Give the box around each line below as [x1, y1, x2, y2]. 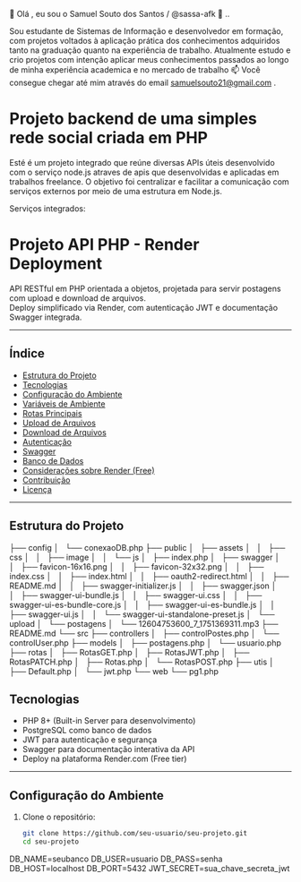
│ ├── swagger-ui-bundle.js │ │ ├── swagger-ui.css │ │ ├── [9, 589, 262, 600]
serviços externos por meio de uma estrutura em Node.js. [9, 185, 222, 196]
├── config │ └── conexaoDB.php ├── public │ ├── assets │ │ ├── [9, 542, 286, 552]
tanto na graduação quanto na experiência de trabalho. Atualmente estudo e [9, 45, 291, 56]
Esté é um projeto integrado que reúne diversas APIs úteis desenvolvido [9, 157, 275, 167]
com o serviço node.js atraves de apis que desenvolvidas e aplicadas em [9, 167, 279, 177]
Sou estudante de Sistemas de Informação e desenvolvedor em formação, [9, 26, 284, 36]
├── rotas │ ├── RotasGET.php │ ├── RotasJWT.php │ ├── [9, 647, 250, 657]
